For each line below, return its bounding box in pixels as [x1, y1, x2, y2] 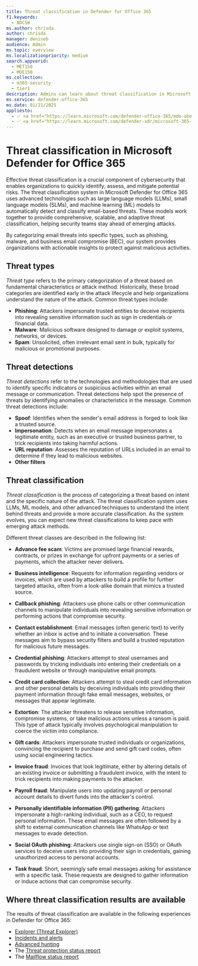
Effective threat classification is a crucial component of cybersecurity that [6, 176, 186, 183]
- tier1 [11, 86, 31, 92]
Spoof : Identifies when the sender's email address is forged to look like [14, 414, 188, 422]
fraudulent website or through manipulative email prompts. [14, 666, 157, 674]
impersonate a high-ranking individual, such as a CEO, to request [14, 811, 173, 818]
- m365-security [11, 80, 51, 86]
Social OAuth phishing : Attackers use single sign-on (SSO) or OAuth [14, 841, 182, 848]
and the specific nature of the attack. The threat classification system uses [6, 497, 188, 504]
